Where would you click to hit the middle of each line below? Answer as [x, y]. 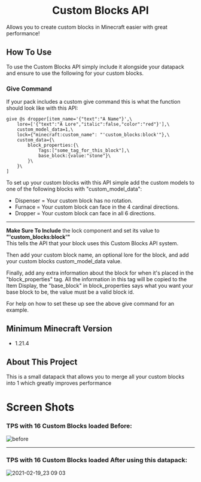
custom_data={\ [36, 140]
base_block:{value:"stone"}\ [74, 156]
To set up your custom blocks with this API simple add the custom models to [100, 183]
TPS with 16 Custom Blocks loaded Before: [69, 426]
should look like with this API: [42, 108]
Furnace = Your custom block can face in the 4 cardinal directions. [97, 207]
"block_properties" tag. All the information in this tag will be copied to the [97, 279]
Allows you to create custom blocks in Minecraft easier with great [87, 27]
